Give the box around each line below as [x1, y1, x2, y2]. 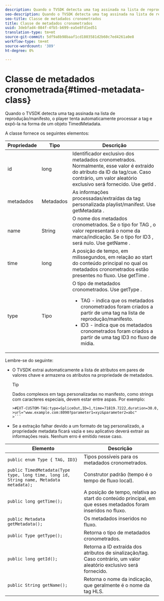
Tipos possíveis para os [83, 454, 138, 460]
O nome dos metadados [72, 215, 128, 222]
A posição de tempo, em [72, 248, 128, 255]
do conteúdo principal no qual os [72, 260, 148, 267]
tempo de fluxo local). [83, 477, 134, 484]
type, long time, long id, [7, 472, 70, 478]
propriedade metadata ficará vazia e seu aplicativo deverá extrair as [12, 428, 150, 434]
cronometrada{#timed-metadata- [5, 84, 145, 95]
